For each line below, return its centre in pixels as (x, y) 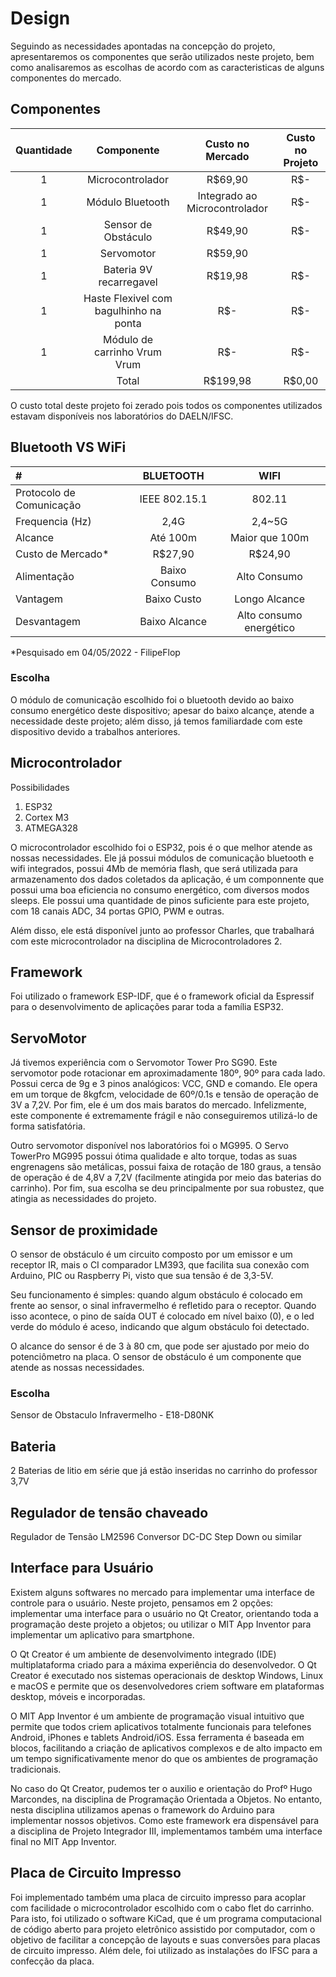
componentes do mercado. (66, 78)
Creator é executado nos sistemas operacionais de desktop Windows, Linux (167, 1675)
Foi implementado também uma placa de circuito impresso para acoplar (158, 1897)
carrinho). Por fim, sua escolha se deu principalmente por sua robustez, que (167, 1188)
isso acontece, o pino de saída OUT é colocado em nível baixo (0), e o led (162, 1316)
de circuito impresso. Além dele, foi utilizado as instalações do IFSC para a (164, 1950)
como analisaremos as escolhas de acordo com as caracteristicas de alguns (167, 67)
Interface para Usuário (82, 1568)
